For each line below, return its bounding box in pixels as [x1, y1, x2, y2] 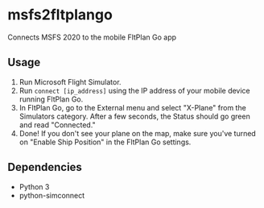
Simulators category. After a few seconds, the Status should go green [19, 111, 250, 121]
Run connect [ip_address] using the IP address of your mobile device [19, 85, 250, 95]
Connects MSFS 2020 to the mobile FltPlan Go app [7, 32, 177, 42]
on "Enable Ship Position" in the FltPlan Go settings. [19, 137, 192, 147]
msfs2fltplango [7, 6, 113, 24]
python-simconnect [19, 190, 85, 200]
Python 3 [19, 181, 50, 191]
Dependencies [7, 160, 82, 174]
